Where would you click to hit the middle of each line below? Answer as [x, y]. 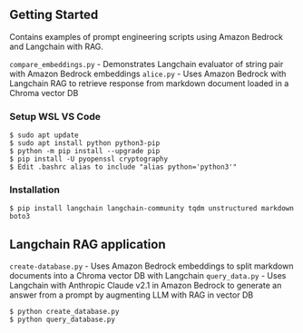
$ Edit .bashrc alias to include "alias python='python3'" [123, 167]
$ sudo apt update [44, 135]
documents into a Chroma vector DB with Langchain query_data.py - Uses [148, 276]
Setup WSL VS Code [55, 116]
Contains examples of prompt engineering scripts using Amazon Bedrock [147, 36]
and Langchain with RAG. [57, 46]
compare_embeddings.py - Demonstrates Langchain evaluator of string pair [147, 64]
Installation [35, 190]
